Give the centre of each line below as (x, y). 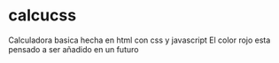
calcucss (43, 16)
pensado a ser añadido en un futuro (74, 49)
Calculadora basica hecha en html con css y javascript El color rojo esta (139, 40)
